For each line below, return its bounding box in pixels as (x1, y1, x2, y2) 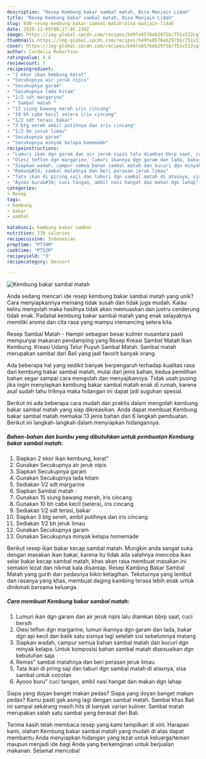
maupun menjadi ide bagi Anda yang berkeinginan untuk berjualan (7, 741, 174, 748)
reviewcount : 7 (7, 60, 46, 66)
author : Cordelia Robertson (7, 49, 79, 55)
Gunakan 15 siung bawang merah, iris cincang (15, 494, 132, 501)
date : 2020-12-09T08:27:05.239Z (7, 26, 89, 32)
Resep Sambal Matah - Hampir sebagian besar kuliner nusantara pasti (7, 331, 183, 338)
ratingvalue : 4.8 (7, 54, 51, 61)
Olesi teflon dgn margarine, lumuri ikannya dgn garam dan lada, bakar (15, 626, 192, 633)
